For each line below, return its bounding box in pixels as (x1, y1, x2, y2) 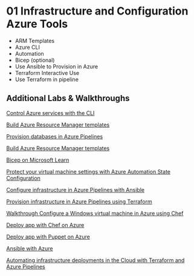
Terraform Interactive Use (15, 69, 80, 76)
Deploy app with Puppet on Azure (6, 233, 91, 240)
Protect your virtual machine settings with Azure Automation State (6, 168, 171, 175)
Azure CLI (15, 44, 40, 51)
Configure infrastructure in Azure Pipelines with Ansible (6, 186, 145, 193)
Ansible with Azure (6, 245, 53, 252)
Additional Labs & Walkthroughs (6, 93, 130, 103)
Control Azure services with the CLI (6, 109, 95, 116)
